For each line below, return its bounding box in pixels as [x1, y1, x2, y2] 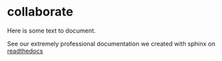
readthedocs [7, 47, 43, 55]
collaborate [7, 4, 73, 20]
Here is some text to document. [7, 26, 96, 35]
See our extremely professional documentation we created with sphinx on [7, 39, 216, 47]
